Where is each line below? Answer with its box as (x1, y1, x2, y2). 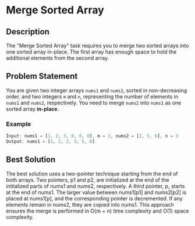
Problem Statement (6, 71, 78, 82)
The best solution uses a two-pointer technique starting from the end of (6, 170, 179, 177)
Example (6, 120, 31, 128)
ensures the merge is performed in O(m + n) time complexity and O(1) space (6, 207, 189, 214)
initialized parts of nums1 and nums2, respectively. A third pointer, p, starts (6, 182, 185, 189)
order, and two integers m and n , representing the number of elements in (6, 93, 179, 100)
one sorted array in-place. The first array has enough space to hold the (6, 48, 177, 55)
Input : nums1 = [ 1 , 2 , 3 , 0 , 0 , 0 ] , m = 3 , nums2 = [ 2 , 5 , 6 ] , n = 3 (6, 133, 179, 139)
